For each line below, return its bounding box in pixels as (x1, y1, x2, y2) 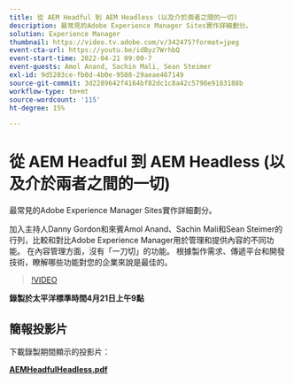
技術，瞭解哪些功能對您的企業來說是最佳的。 (9, 257, 173, 268)
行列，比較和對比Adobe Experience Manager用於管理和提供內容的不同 (9, 235, 267, 246)
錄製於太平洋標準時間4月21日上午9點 (9, 293, 144, 303)
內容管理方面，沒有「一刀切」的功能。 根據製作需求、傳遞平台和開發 (34, 246, 285, 257)
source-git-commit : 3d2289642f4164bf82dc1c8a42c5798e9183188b (9, 79, 244, 88)
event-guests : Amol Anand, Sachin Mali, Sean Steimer (9, 63, 213, 72)
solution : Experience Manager (9, 29, 121, 38)
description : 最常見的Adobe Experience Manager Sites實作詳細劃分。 (9, 21, 252, 30)
